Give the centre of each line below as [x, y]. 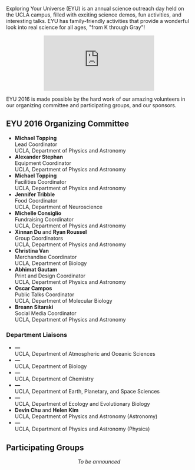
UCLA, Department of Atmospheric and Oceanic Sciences [85, 354]
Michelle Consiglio [38, 213]
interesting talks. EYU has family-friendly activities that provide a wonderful [98, 21]
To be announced [99, 461]
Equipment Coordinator [43, 163]
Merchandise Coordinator [46, 257]
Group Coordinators [39, 238]
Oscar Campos [33, 288]
